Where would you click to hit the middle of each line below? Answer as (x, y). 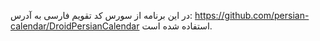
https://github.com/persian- (252, 15)
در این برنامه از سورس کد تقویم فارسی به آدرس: (101, 15)
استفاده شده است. (177, 26)
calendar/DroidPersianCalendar (75, 26)
